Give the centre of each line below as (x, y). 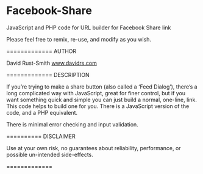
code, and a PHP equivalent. (42, 112)
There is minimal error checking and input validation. (72, 124)
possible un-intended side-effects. (50, 154)
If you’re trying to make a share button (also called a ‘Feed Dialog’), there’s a (102, 87)
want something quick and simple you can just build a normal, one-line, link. (101, 100)
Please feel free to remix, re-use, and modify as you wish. (79, 39)
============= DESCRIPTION (48, 74)
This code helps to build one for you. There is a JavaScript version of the (98, 106)
